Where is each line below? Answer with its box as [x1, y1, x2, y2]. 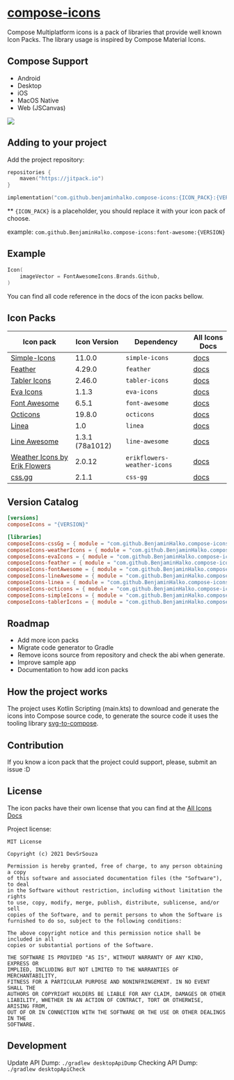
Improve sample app [17, 658, 77, 666]
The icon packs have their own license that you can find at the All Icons [7, 804, 212, 812]
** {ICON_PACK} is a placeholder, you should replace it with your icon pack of [7, 207, 226, 215]
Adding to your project [7, 137, 107, 149]
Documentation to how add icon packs [17, 666, 129, 674]
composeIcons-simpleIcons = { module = [7, 592, 123, 599]
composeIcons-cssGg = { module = [7, 540, 104, 547]
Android [17, 74, 40, 82]
